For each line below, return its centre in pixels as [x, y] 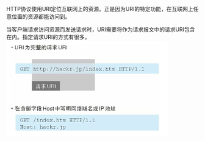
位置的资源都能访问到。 [41, 16]
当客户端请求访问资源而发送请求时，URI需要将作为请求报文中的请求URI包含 [101, 29]
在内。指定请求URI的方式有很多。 [48, 37]
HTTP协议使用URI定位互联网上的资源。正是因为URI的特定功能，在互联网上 [100, 9]
